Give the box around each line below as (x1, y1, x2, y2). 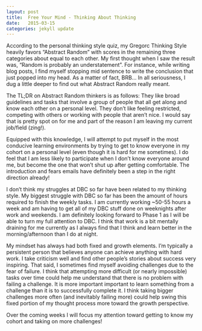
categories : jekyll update (6, 25, 74, 32)
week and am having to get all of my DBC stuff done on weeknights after (6, 205, 187, 212)
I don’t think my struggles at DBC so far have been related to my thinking (6, 186, 187, 193)
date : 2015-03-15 (6, 20, 55, 26)
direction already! (6, 174, 50, 181)
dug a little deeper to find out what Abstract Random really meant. (6, 81, 171, 88)
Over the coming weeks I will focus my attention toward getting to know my (6, 311, 194, 319)
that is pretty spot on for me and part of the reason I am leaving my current (6, 118, 192, 125)
